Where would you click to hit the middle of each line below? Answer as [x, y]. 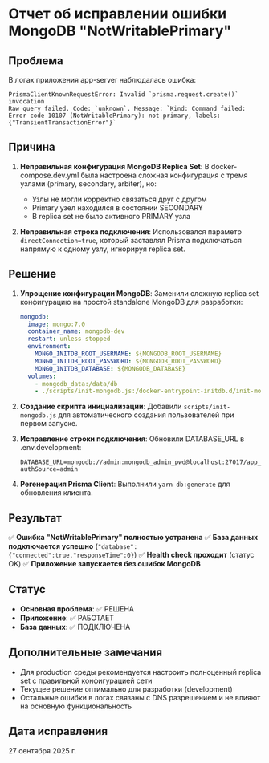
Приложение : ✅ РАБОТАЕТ [67, 618]
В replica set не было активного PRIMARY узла [111, 216]
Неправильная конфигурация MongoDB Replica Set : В [114, 166]
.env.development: [51, 448]
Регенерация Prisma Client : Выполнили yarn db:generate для [125, 484]
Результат [35, 518]
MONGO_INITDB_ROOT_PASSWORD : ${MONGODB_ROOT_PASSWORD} [128, 361]
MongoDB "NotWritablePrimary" [120, 31]
